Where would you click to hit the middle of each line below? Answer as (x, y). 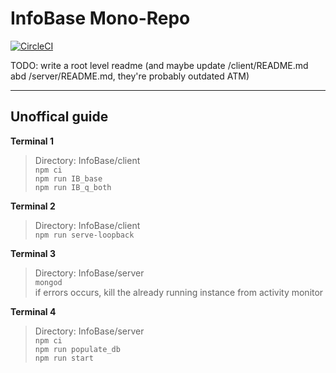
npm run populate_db (77, 349)
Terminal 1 (32, 141)
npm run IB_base (68, 178)
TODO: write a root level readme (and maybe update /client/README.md (159, 65)
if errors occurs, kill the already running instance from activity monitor (179, 292)
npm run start (64, 358)
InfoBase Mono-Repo (100, 18)
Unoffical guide (59, 117)
